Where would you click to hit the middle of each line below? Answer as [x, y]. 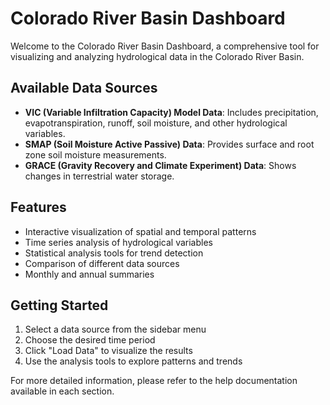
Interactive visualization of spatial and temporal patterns [140, 231]
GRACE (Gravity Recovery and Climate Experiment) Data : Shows [160, 165]
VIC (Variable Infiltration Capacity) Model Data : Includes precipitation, [171, 112]
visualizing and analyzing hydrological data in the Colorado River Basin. [157, 56]
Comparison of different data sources [102, 263]
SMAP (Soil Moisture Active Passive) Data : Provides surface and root [169, 144]
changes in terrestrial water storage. [99, 176]
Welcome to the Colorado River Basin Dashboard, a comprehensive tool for [165, 46]
